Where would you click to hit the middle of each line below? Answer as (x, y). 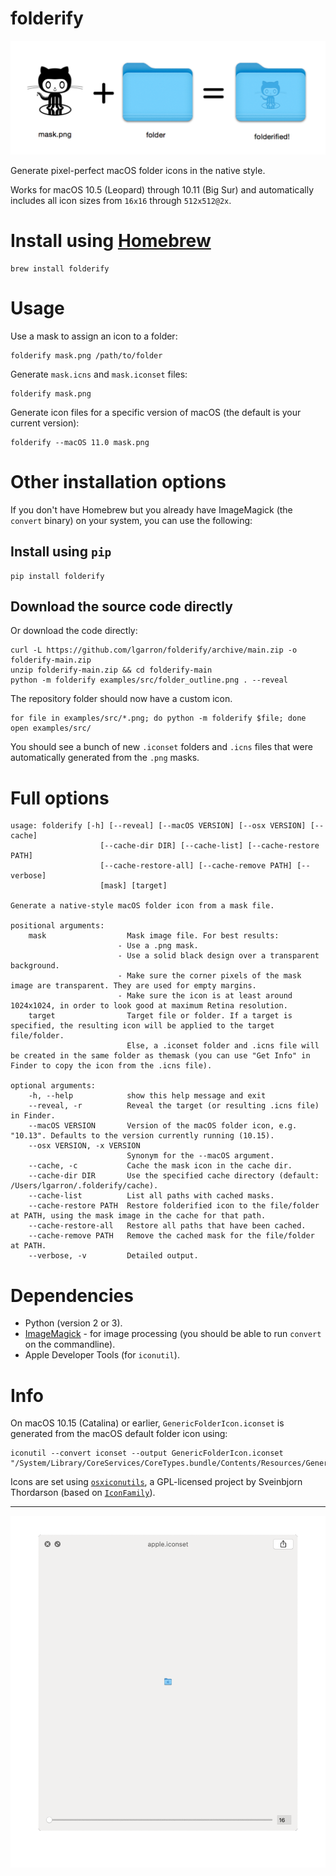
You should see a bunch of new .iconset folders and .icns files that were (161, 747)
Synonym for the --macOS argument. (200, 1156)
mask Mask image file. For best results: (154, 936)
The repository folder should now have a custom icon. (121, 699)
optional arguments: (53, 1086)
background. (35, 966)
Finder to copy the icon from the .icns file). (111, 1066)
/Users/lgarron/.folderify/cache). (84, 1186)
